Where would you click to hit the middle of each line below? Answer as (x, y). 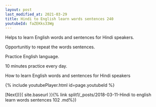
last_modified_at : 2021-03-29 (36, 14)
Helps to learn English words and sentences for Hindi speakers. (70, 37)
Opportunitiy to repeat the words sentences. (50, 47)
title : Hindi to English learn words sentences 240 (59, 19)
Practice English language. (32, 57)
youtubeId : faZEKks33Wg (30, 23)
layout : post (19, 10)
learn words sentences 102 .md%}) (41, 100)
